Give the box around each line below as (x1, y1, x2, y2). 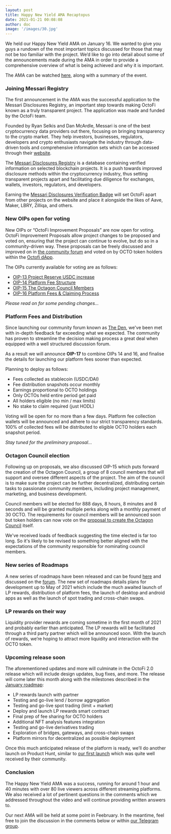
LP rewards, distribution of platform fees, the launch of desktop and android (5, 589, 165, 596)
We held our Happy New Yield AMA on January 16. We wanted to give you (5, 40, 161, 47)
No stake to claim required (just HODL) (12, 403, 94, 409)
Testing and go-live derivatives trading (12, 725, 94, 731)
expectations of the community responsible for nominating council (5, 543, 145, 550)
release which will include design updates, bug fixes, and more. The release (5, 671, 165, 677)
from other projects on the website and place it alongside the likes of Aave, (5, 197, 163, 203)
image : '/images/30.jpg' (5, 27, 58, 32)
